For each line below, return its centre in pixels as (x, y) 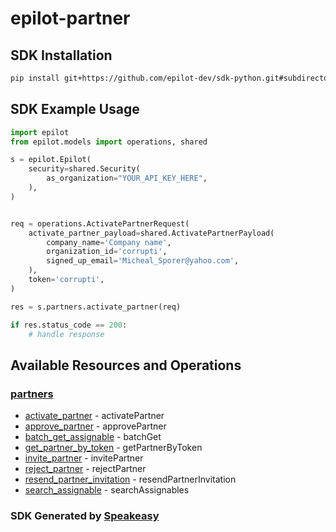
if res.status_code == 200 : (69, 325)
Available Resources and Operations (126, 365)
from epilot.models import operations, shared (109, 142)
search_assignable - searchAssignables (107, 490)
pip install (35, 78)
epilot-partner (70, 18)
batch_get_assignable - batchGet (93, 437)
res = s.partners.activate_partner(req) (96, 307)
